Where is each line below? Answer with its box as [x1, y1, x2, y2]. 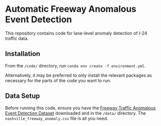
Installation [5, 50, 40, 58]
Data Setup [5, 92, 40, 100]
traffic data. [5, 35, 29, 41]
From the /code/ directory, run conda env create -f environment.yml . [5, 63, 146, 68]
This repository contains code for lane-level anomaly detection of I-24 [5, 30, 148, 36]
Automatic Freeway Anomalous [5, 3, 137, 15]
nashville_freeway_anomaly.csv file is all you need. [5, 115, 108, 121]
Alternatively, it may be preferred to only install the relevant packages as [5, 72, 152, 78]
